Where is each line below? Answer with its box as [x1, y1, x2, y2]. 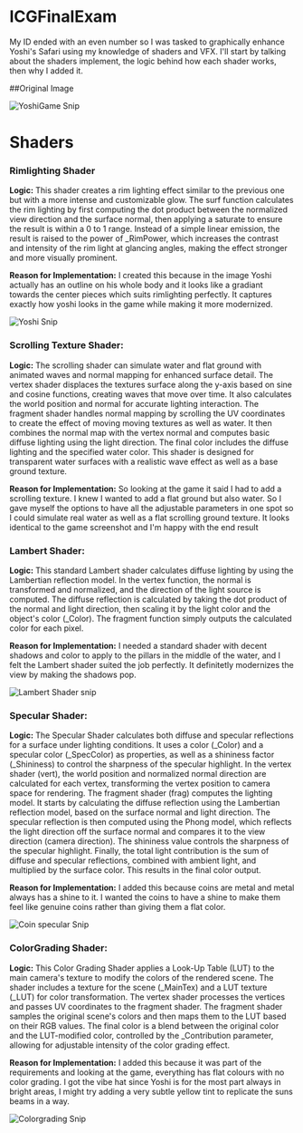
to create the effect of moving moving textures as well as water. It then [9, 417, 273, 428]
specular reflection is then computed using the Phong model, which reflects [9, 817, 292, 828]
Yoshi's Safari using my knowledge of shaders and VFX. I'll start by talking [9, 45, 287, 56]
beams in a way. [9, 1095, 71, 1107]
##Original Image [9, 82, 74, 93]
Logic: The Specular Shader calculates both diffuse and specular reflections [9, 730, 294, 741]
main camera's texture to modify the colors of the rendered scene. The [9, 972, 274, 983]
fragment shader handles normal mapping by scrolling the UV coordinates [9, 408, 286, 419]
